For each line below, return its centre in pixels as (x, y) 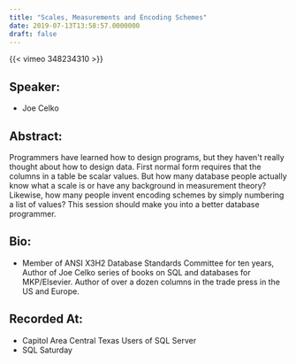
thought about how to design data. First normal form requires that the (135, 167)
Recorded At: (46, 319)
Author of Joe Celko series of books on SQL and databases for (137, 272)
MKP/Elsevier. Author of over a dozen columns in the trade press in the (151, 282)
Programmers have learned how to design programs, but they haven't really (147, 157)
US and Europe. (50, 291)
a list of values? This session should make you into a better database (134, 204)
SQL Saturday (47, 350)
